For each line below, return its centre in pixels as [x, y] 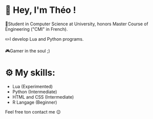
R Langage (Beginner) [35, 102]
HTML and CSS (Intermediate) [43, 97]
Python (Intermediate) [35, 92]
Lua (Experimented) [32, 86]
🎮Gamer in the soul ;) [28, 51]
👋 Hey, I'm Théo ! [41, 10]
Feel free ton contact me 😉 [33, 112]
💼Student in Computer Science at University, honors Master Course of [77, 24]
